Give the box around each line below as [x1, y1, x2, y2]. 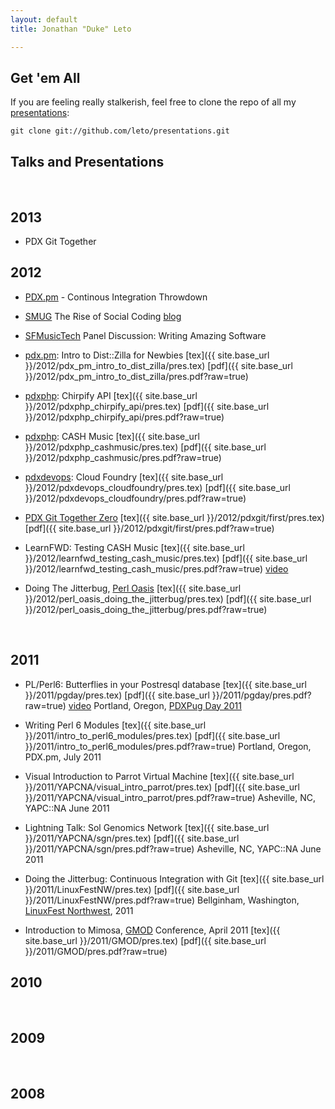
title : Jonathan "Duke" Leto [10, 24, 132, 34]
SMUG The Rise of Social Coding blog [24, 310, 182, 322]
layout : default [10, 14, 78, 25]
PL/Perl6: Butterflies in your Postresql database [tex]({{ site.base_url [24, 678, 307, 690]
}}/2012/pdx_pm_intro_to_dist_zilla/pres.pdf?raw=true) [24, 370, 249, 382]
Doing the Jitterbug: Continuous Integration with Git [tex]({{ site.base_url [24, 872, 325, 885]
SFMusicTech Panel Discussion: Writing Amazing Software [24, 329, 267, 341]
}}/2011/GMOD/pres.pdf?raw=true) [24, 945, 168, 957]
